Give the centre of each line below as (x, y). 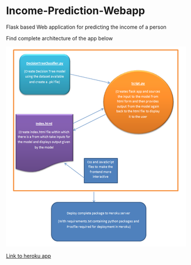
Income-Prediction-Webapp (76, 11)
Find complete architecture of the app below (60, 38)
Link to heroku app (29, 256)
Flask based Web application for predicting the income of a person (86, 27)
